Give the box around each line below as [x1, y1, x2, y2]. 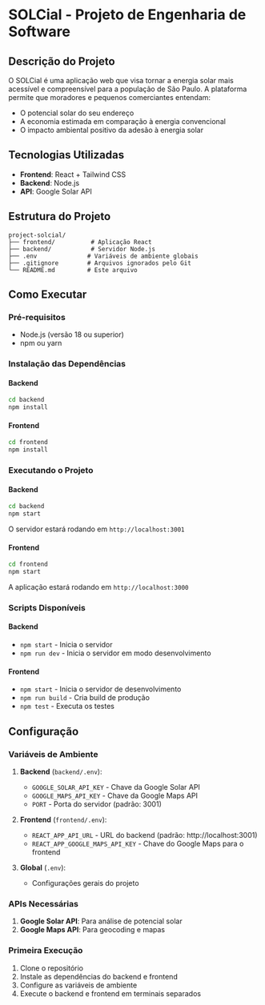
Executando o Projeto [8, 465, 94, 476]
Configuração [8, 724, 79, 738]
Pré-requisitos [8, 311, 66, 322]
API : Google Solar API [19, 186, 92, 196]
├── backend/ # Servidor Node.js [8, 245, 156, 253]
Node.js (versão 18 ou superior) [19, 330, 124, 339]
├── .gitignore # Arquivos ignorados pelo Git [8, 258, 192, 267]
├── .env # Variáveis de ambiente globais [8, 252, 199, 260]
